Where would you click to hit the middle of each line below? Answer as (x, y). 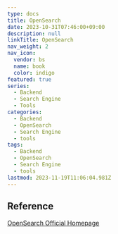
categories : (25, 112)
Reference (31, 206)
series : (19, 86)
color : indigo (34, 73)
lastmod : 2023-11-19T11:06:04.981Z (59, 178)
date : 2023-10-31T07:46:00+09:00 (56, 27)
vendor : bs (29, 60)
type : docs (23, 14)
